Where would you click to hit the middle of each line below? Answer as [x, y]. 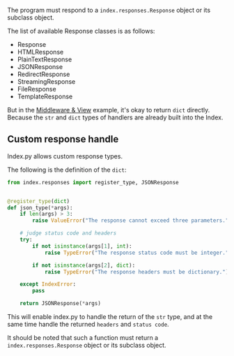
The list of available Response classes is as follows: [81, 31]
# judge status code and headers [68, 233]
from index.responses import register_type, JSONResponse [93, 182]
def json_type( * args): [40, 208]
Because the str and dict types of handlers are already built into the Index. [115, 117]
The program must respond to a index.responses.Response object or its [109, 10]
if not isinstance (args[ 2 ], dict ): [84, 265]
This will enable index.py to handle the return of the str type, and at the [110, 317]
